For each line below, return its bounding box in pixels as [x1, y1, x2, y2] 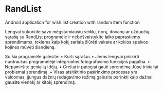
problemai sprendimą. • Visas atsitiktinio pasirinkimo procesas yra [5, 69, 138, 75]
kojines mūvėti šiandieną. [5, 44, 56, 50]
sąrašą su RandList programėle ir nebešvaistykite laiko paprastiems [5, 34, 140, 40]
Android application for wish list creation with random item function [5, 19, 140, 25]
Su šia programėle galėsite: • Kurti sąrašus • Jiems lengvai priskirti [5, 53, 140, 59]
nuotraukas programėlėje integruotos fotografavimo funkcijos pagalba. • [5, 59, 150, 64]
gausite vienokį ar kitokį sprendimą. [5, 79, 76, 85]
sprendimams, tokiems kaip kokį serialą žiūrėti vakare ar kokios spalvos [5, 39, 148, 45]
